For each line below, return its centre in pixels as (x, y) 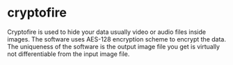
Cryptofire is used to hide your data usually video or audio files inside (107, 32)
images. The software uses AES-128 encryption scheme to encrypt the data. (116, 39)
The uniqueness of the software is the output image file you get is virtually (114, 46)
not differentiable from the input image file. (69, 54)
